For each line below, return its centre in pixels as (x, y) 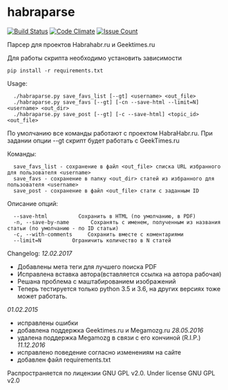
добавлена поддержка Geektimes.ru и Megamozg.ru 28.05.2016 (110, 330)
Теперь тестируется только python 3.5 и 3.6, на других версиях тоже (119, 288)
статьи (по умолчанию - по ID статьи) (63, 228)
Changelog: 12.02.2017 (40, 253)
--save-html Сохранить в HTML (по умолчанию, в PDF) (105, 216)
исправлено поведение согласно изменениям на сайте (99, 352)
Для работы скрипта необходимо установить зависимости (94, 58)
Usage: (17, 83)
